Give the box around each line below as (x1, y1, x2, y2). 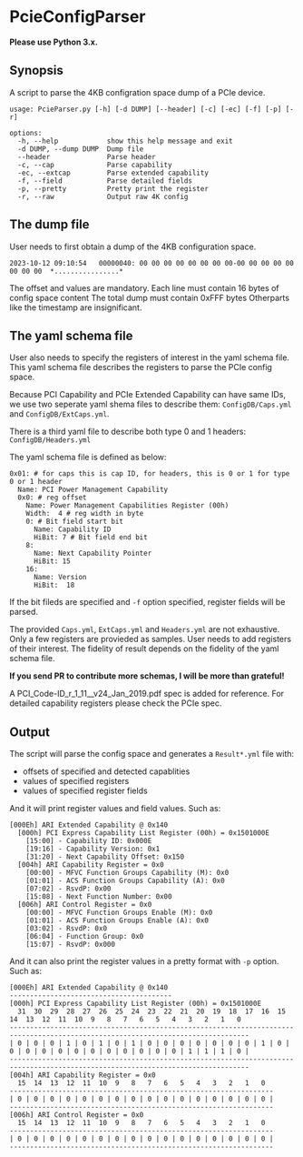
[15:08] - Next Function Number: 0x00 (25, 892, 172, 901)
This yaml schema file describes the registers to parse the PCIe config (9, 362, 272, 373)
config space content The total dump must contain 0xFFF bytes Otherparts (9, 292, 290, 303)
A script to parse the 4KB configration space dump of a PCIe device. (9, 86, 266, 97)
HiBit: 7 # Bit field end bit (33, 533, 148, 542)
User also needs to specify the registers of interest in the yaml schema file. (9, 352, 290, 363)
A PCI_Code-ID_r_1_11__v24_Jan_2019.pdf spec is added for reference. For (9, 689, 284, 699)
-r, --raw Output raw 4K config (17, 192, 189, 201)
